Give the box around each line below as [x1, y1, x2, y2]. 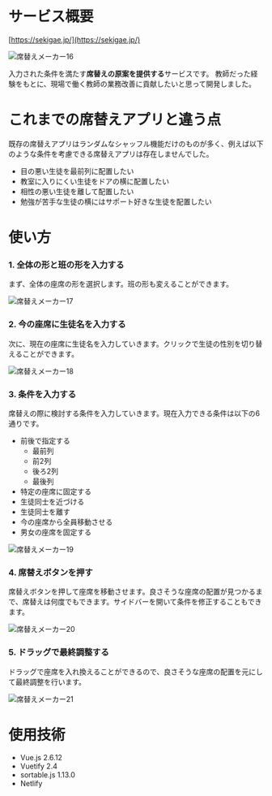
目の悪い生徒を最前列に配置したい [19, 166, 134, 175]
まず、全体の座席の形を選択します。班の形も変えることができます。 [8, 279, 233, 289]
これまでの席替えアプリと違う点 [8, 110, 222, 129]
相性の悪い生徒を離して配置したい [19, 186, 134, 196]
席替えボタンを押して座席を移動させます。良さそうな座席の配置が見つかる [8, 586, 257, 597]
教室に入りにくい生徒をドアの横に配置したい [19, 176, 170, 186]
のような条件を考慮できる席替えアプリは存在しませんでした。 [8, 149, 214, 158]
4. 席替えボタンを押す [8, 566, 93, 578]
